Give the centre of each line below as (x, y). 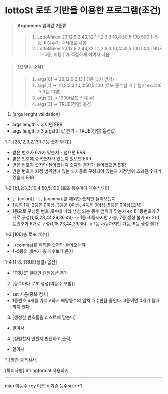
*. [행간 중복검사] (22, 360)
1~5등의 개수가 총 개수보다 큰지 (43, 251)
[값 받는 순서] (30, 67)
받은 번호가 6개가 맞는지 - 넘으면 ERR (49, 152)
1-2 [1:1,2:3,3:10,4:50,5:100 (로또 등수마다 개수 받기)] (57, 188)
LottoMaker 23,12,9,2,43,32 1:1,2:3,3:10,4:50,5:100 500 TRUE (100, 49)
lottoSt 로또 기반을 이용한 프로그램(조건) (83, 10)
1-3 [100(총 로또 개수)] (27, 234)
